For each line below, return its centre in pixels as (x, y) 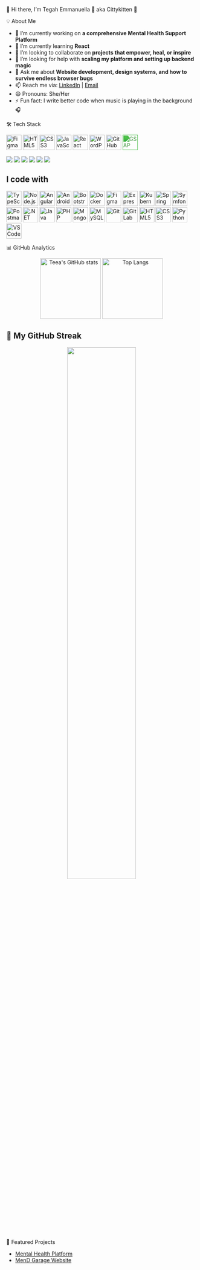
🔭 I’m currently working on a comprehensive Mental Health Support (100, 33)
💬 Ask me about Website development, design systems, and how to (101, 72)
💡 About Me (21, 21)
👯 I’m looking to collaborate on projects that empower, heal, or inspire (103, 52)
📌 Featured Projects (31, 1242)
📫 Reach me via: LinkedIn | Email (56, 85)
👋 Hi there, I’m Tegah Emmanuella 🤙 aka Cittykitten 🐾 (72, 9)
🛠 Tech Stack (24, 124)
